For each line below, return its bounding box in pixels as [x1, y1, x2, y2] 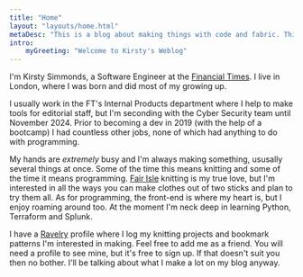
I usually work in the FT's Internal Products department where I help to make [9, 98, 293, 109]
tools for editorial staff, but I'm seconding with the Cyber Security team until [9, 108, 291, 119]
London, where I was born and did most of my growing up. [9, 81, 227, 92]
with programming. [9, 137, 80, 147]
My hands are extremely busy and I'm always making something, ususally [9, 154, 283, 165]
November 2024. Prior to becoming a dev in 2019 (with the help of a [9, 118, 262, 129]
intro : [9, 38, 34, 48]
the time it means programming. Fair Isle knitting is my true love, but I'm [9, 173, 276, 184]
